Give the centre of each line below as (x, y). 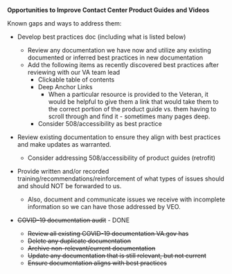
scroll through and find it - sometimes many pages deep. (129, 116)
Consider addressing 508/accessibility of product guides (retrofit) (122, 158)
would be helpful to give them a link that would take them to (134, 102)
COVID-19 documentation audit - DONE (73, 220)
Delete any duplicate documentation (79, 241)
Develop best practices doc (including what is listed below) (101, 37)
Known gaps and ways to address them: (64, 23)
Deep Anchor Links (65, 87)
